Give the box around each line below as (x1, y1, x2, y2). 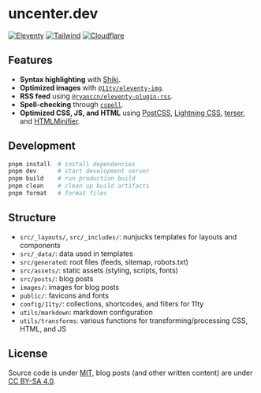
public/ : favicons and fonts (19, 291, 109, 300)
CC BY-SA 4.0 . (8, 376, 56, 386)
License (8, 347, 48, 361)
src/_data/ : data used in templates (19, 249, 133, 258)
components (19, 240, 61, 250)
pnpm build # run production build (8, 175, 136, 183)
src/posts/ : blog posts (19, 273, 94, 284)
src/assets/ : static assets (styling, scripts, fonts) (19, 265, 179, 275)
